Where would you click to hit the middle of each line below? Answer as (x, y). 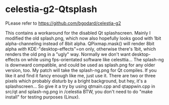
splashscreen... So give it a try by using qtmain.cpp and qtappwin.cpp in (80, 86)
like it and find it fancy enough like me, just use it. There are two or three (80, 75)
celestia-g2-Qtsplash (51, 9)
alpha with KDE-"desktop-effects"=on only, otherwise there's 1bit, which (81, 49)
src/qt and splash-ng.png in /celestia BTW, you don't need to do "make (79, 91)
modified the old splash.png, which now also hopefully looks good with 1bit (83, 38)
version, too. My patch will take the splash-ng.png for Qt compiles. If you (81, 70)
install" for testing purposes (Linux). (42, 97)
